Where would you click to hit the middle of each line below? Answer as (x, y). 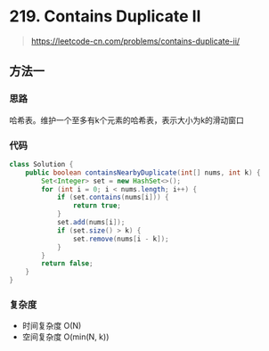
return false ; (67, 264)
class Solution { (41, 164)
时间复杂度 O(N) (52, 326)
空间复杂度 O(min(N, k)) (65, 337)
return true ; (97, 206)
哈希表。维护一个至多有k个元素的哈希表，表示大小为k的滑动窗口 (127, 120)
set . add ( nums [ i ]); (91, 223)
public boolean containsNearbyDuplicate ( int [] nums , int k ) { (143, 172)
